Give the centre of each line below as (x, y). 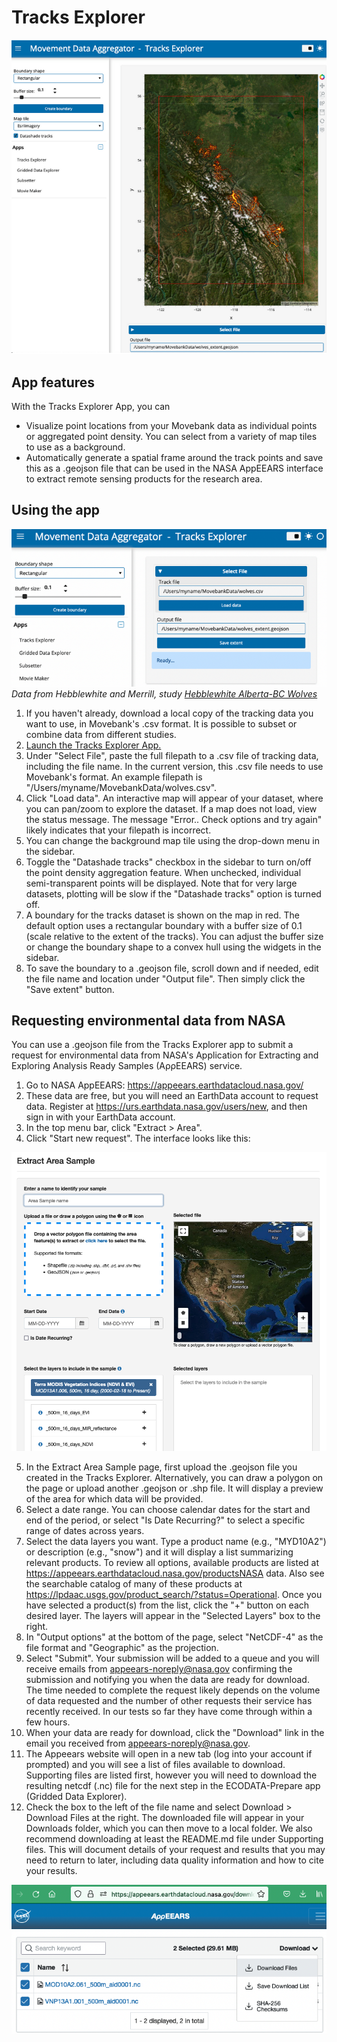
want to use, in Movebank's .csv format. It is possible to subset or (161, 723)
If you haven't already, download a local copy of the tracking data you (169, 713)
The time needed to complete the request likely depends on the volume (173, 1690)
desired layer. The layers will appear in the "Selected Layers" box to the (173, 1616)
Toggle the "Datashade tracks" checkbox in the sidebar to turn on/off (168, 862)
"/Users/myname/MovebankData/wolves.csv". (121, 787)
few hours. (48, 1722)
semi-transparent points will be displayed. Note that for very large (161, 883)
